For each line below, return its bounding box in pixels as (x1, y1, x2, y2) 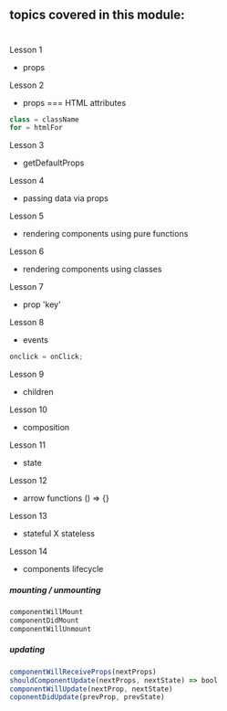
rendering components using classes (22, 264, 162, 275)
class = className (9, 114, 79, 124)
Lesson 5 (9, 210, 44, 222)
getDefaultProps (22, 157, 85, 168)
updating (9, 644, 46, 655)
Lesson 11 (9, 440, 46, 451)
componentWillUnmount (9, 624, 92, 633)
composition (22, 422, 70, 433)
